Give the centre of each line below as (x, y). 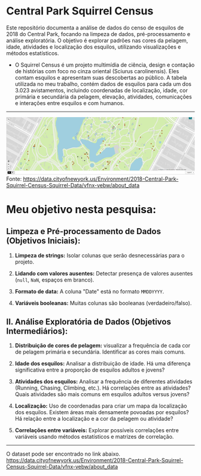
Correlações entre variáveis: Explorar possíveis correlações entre (97, 430)
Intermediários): (37, 331)
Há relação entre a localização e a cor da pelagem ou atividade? (94, 419)
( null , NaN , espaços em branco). (54, 280)
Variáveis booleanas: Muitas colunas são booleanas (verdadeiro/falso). (103, 303)
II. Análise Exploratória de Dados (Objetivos (89, 321)
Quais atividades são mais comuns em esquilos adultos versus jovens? (102, 394)
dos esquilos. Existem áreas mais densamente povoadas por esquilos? (102, 412)
